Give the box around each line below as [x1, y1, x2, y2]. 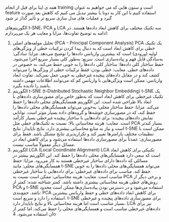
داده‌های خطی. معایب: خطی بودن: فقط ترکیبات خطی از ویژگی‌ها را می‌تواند [12, 66, 154, 72]
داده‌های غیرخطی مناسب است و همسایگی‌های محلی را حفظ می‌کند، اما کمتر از [12, 206, 160, 211]
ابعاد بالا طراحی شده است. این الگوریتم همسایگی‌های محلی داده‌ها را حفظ [12, 99, 151, 105]
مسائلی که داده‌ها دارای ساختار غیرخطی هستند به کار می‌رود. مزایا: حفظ [12, 158, 148, 163]
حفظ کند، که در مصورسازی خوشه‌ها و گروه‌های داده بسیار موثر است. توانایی [12, 109, 155, 115]
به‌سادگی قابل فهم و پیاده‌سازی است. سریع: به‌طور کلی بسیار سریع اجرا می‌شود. [12, 56, 163, 62]
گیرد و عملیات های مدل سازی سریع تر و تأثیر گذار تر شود [5, 15, 112, 21]
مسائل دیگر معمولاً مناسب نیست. [12, 141, 76, 147]
